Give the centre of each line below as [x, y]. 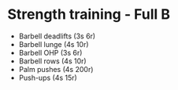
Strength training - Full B [89, 14]
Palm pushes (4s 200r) [56, 69]
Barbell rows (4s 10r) [53, 61]
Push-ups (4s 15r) [48, 77]
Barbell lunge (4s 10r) [54, 44]
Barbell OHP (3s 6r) [50, 52]
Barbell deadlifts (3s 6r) [57, 36]
